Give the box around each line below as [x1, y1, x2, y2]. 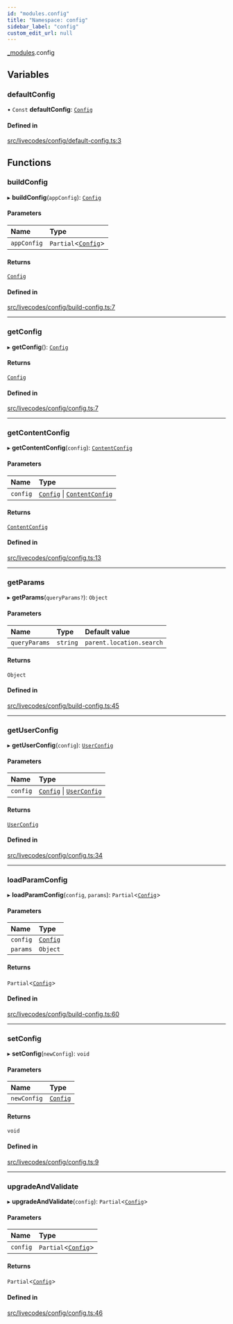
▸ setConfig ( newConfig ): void [7, 1049, 90, 1058]
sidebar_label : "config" [7, 23, 79, 30]
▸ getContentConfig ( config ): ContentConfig [7, 443, 133, 452]
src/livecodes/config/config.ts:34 [7, 851, 103, 859]
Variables [7, 69, 50, 80]
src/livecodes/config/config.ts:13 [7, 554, 102, 562]
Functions [7, 157, 52, 169]
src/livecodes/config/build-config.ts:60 [7, 1010, 120, 1018]
